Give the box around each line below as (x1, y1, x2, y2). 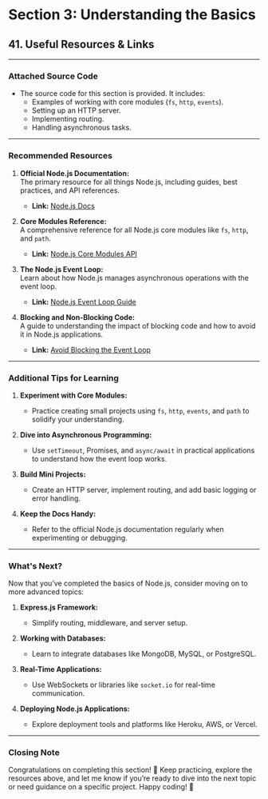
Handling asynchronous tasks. (31, 122, 132, 133)
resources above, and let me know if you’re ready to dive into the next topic (8, 773, 257, 783)
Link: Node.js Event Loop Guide (31, 297, 137, 306)
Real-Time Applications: (19, 665, 102, 674)
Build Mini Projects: (19, 469, 86, 479)
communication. (31, 689, 85, 698)
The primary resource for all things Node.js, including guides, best (19, 177, 238, 186)
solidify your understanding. (31, 414, 125, 424)
